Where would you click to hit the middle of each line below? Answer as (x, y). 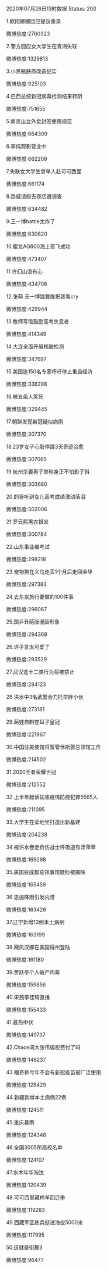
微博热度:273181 (25, 709)
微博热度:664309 (27, 134)
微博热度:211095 (25, 809)
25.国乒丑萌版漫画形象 (33, 622)
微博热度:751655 (26, 109)
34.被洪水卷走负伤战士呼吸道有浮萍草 (51, 847)
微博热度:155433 (26, 1010)
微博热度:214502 (26, 759)
